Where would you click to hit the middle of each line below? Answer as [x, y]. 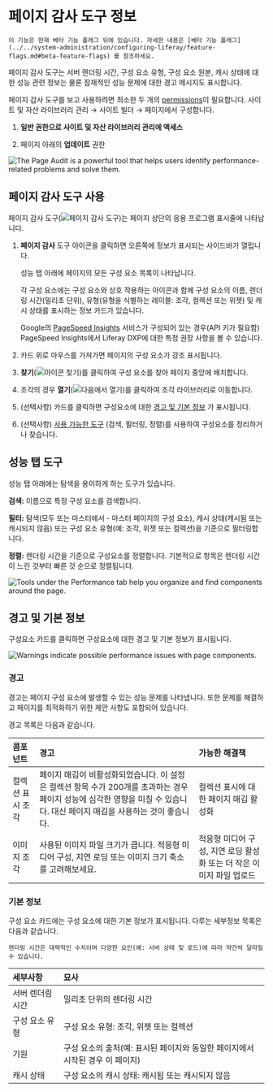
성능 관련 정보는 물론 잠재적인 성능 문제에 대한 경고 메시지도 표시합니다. [129, 82]
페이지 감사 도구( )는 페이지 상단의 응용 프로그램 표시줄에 [126, 218]
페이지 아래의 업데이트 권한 [63, 144]
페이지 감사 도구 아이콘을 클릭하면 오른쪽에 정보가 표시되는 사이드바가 [130, 245]
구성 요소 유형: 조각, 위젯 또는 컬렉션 [128, 1026]
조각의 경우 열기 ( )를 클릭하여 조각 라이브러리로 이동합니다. [136, 389]
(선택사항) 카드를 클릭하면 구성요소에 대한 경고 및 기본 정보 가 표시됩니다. [135, 406]
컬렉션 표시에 [222, 786]
